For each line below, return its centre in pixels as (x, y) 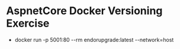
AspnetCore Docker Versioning (84, 11)
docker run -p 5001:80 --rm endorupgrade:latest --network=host (94, 40)
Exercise (28, 23)
